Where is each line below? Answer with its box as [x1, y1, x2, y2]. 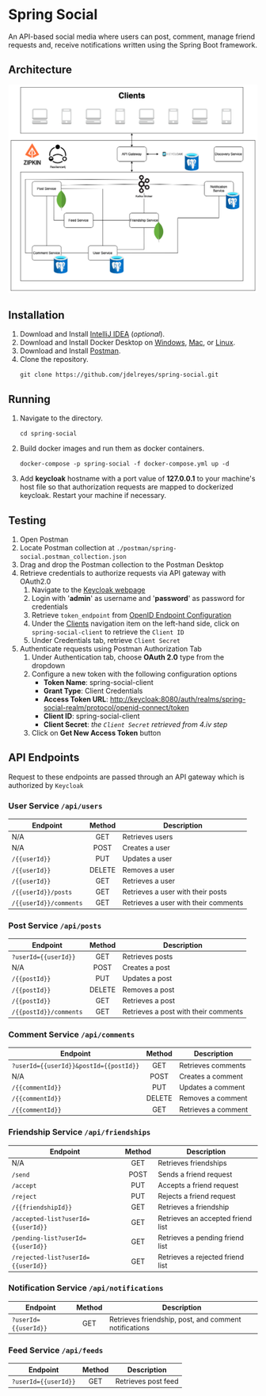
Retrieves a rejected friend [158, 1253, 244, 1261]
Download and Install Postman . [19, 346, 121, 356]
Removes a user [122, 865, 175, 874]
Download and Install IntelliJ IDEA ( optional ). [19, 329, 165, 339]
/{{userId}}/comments [11, 900, 83, 907]
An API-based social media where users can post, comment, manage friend [8, 32, 256, 41]
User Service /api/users [8, 800, 103, 811]
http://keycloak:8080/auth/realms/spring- [109, 694, 246, 704]
